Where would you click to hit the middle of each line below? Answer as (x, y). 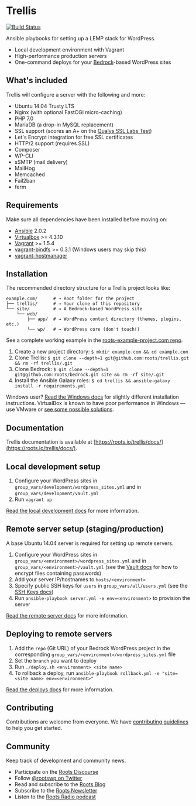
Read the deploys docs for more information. (60, 690)
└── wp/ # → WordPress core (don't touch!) (84, 330)
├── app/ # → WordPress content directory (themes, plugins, (104, 319)
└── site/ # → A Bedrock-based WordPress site (74, 309)
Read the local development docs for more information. (73, 511)
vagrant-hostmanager (41, 255)
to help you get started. (34, 728)
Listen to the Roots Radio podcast (55, 797)
